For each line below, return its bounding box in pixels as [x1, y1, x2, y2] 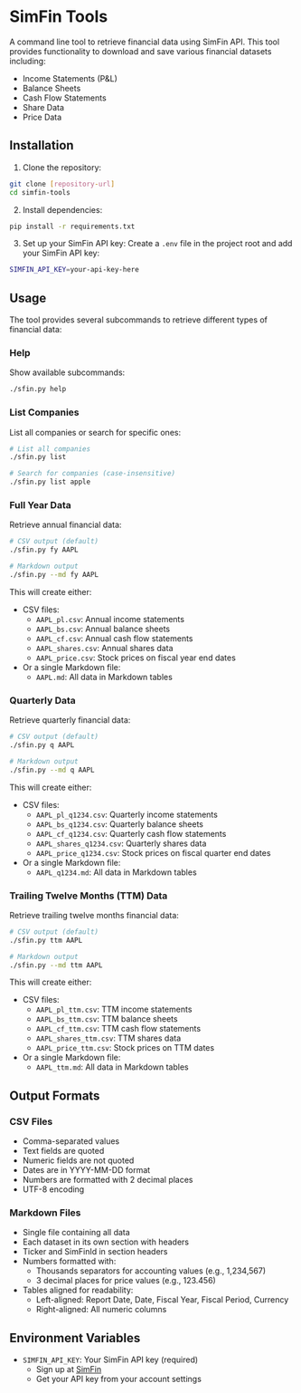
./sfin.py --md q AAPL [9, 765, 95, 774]
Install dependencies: [22, 204, 103, 215]
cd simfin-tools [9, 187, 71, 197]
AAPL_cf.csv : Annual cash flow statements [35, 632, 193, 644]
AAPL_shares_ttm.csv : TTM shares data [35, 1033, 182, 1043]
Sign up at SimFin [35, 1364, 102, 1375]
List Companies [9, 406, 80, 418]
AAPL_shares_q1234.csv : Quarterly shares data [35, 838, 207, 849]
